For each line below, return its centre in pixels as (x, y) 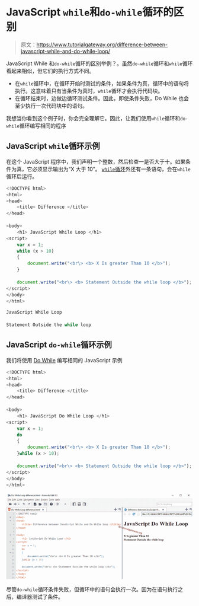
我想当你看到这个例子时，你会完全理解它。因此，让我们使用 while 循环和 (93, 118)
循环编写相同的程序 (43, 126)
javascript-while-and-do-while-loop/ (65, 51)
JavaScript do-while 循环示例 (59, 345)
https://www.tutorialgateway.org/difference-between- (102, 44)
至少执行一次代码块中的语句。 (51, 106)
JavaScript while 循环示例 (53, 146)
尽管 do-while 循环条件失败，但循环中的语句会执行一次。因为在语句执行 (92, 589)
